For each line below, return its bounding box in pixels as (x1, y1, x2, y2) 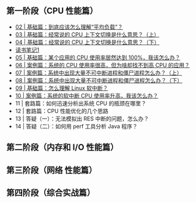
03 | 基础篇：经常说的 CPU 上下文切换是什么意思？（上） (15, 31, 160, 38)
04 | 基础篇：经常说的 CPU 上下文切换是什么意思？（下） (15, 39, 160, 46)
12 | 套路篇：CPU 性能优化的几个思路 (15, 107, 109, 114)
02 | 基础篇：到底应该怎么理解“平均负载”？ (15, 23, 124, 31)
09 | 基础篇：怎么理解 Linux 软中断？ (15, 84, 108, 92)
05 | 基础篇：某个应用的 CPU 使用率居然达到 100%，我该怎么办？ (15, 54, 181, 61)
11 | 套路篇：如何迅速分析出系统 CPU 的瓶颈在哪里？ (15, 100, 147, 107)
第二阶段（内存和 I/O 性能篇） (6, 142, 119, 153)
